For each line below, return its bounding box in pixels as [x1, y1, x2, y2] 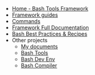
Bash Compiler [20, 62, 57, 69]
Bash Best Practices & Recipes [11, 30, 88, 37]
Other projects [11, 37, 48, 43]
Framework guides [11, 11, 59, 18]
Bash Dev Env [20, 56, 56, 62]
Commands [11, 18, 41, 24]
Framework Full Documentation [11, 24, 90, 31]
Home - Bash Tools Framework [11, 5, 88, 12]
